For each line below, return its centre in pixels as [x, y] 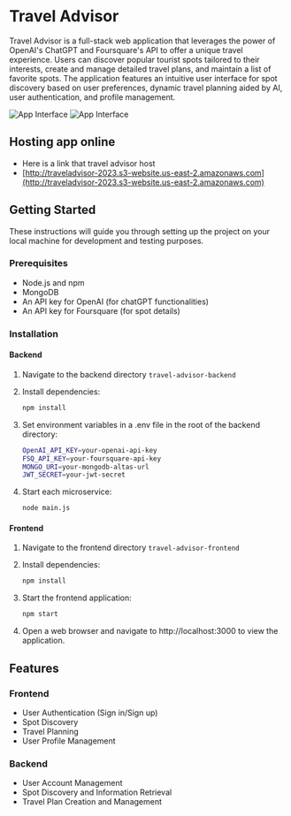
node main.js [46, 508]
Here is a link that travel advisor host [88, 163]
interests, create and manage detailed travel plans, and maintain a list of [140, 69]
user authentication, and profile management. [92, 97]
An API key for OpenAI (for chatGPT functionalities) [115, 301]
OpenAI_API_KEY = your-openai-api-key [89, 450]
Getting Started [53, 210]
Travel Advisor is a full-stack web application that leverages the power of [142, 41]
